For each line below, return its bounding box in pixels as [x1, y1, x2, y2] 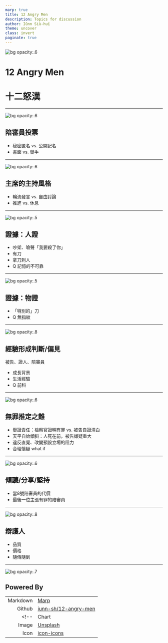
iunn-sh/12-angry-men [37, 605, 95, 612]
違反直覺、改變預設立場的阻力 [12, 439, 74, 445]
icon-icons [37, 629, 64, 636]
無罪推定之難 [5, 413, 45, 421]
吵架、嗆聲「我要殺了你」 [12, 244, 65, 250]
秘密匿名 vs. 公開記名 [12, 142, 56, 148]
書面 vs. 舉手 [12, 149, 39, 155]
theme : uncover [5, 26, 37, 31]
